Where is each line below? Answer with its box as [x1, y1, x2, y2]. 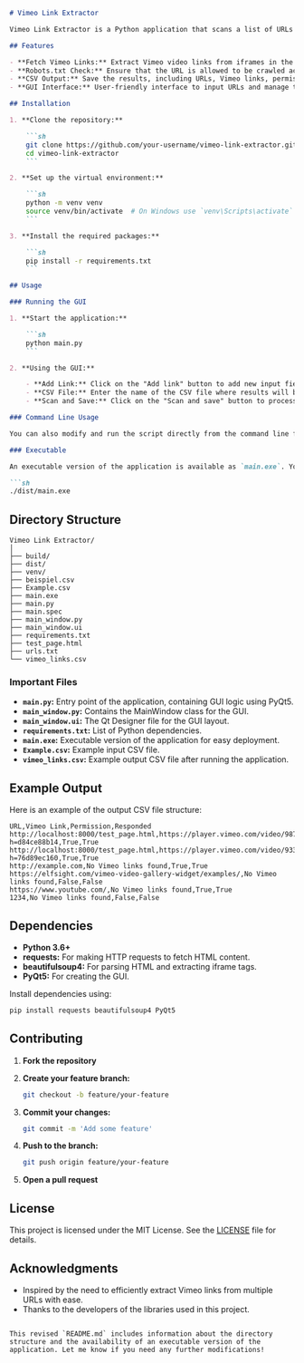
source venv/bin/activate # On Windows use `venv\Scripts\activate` [25, 207, 294, 216]
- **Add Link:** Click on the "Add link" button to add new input [25, 380, 281, 389]
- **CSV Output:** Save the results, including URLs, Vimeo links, [9, 74, 270, 83]
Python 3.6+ [22, 942, 71, 952]
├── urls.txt [9, 647, 59, 656]
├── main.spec [9, 607, 63, 616]
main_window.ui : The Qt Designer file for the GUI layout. [22, 716, 230, 727]
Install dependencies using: [9, 988, 112, 999]
